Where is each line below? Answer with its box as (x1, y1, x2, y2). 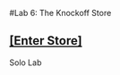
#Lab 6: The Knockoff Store (9, 8, 112, 18)
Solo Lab (9, 57, 42, 68)
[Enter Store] (9, 33, 82, 48)
